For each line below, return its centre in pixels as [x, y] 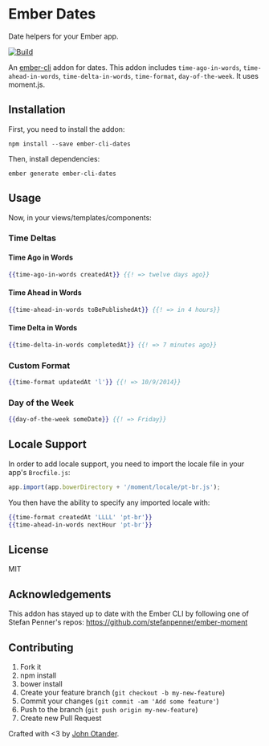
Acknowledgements [60, 594]
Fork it [31, 666]
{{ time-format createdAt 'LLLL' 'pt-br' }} [80, 517]
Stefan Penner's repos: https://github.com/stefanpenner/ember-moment [128, 622]
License [29, 549]
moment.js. [27, 84]
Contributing [41, 648]
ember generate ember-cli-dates [62, 174]
